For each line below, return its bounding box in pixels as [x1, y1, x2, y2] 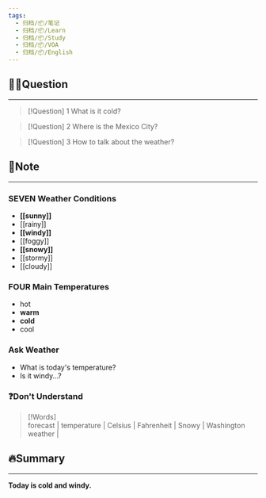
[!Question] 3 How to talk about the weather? [27, 136, 175, 147]
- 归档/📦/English [15, 48, 73, 56]
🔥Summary [8, 452, 66, 465]
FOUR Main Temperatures [8, 281, 109, 292]
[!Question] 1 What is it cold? [27, 106, 121, 116]
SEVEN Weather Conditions [8, 193, 117, 204]
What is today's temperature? [19, 362, 116, 372]
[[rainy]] [19, 219, 47, 228]
